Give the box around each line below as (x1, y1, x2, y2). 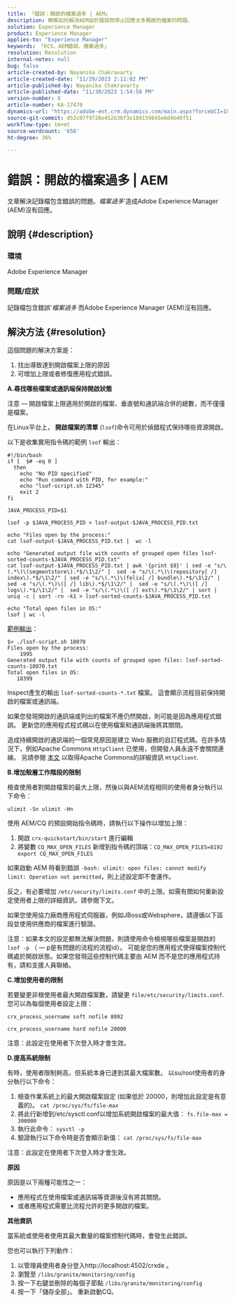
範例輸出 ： (7, 624, 38, 633)
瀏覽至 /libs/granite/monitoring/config (17, 1270, 135, 1278)
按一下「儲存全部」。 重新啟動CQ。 (17, 1287, 117, 1296)
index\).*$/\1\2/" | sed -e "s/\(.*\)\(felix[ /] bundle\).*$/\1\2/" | (7, 574, 220, 582)
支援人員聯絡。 (31, 961, 75, 969)
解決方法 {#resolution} (7, 326, 106, 338)
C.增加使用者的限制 (7, 975, 64, 984)
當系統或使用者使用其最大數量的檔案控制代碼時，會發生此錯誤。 (7, 1231, 191, 1240)
